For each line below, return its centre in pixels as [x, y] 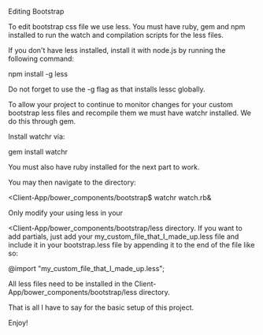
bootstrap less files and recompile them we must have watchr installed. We [130, 113]
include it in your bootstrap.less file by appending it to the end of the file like [131, 245]
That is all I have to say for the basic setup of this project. [101, 307]
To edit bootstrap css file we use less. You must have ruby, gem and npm [127, 26]
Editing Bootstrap [36, 11]
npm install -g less [38, 74]
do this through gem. [42, 121]
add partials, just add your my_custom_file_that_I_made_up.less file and [124, 236]
